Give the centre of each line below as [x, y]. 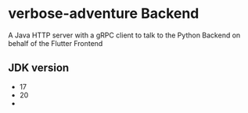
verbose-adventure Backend [104, 14]
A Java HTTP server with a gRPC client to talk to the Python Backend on [124, 35]
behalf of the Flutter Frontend [56, 43]
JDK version [39, 68]
